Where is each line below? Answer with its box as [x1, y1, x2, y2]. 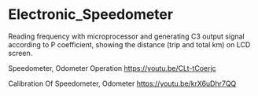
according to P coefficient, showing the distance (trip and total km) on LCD [8, 39, 251, 49]
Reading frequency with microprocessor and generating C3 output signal [8, 31, 245, 41]
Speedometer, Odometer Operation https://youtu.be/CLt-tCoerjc [8, 63, 216, 72]
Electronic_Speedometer [8, 6, 174, 24]
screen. [8, 48, 33, 57]
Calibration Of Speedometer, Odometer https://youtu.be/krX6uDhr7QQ [8, 79, 237, 88]
